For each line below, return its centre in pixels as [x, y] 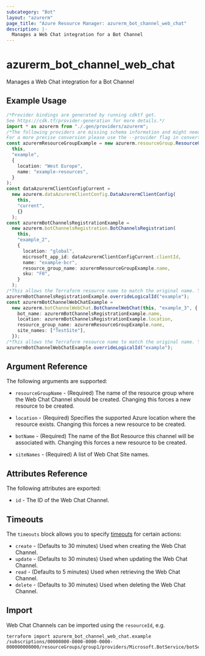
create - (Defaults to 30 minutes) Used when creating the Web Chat [100, 546]
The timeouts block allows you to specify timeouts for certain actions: [94, 534]
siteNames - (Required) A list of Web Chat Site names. [82, 455]
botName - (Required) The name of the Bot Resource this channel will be [105, 436]
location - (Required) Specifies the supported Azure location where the [105, 418]
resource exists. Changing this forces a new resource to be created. [100, 424]
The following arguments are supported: [57, 381]
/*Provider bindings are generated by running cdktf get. [81, 115]
